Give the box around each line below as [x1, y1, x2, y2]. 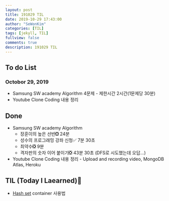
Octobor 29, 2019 [5, 78, 49, 85]
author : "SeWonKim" [5, 21, 46, 27]
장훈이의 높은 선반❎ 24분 [20, 131, 70, 137]
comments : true [5, 40, 37, 45]
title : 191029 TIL [5, 12, 44, 17]
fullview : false [5, 36, 39, 41]
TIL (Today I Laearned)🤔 [5, 176, 82, 185]
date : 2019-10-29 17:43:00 [5, 17, 62, 22]
